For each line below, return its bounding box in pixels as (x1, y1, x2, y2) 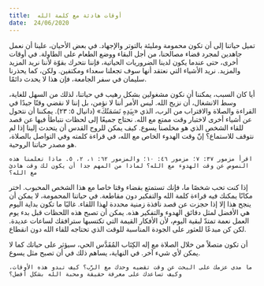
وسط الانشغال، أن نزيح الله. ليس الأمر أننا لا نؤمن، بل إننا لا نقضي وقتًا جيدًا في (9, 98, 237, 107)
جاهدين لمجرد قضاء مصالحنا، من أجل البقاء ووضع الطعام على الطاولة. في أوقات (9, 49, 243, 58)
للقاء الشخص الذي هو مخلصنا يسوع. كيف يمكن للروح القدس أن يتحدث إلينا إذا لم (9, 123, 244, 132)
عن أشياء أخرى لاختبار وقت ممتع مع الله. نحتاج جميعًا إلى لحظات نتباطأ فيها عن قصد (9, 114, 253, 124)
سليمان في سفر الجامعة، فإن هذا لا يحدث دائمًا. (9, 74, 147, 84)
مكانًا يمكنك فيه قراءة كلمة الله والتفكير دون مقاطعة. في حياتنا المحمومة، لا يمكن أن (9, 191, 253, 200)
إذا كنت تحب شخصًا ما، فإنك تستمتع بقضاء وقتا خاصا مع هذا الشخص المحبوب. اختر (9, 182, 248, 191)
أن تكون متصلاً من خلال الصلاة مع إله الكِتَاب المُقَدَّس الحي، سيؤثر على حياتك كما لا (9, 240, 248, 249)
